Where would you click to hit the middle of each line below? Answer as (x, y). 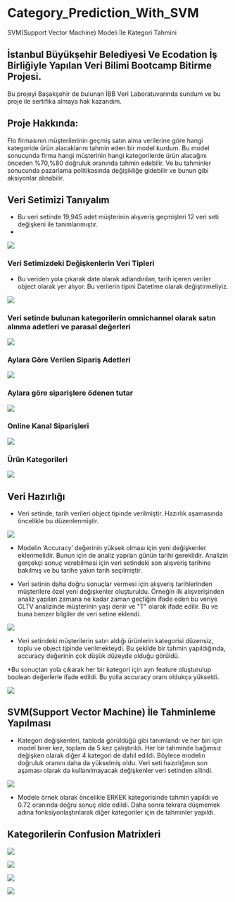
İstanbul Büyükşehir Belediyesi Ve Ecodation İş (113, 55)
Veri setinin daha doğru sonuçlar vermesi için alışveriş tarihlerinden (115, 584)
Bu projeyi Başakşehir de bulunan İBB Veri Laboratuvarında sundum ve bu (114, 94)
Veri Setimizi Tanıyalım (59, 200)
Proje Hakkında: (43, 124)
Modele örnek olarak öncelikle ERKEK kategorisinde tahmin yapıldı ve (118, 797)
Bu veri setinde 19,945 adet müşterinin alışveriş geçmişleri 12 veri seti (118, 217)
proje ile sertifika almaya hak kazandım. (64, 101)
